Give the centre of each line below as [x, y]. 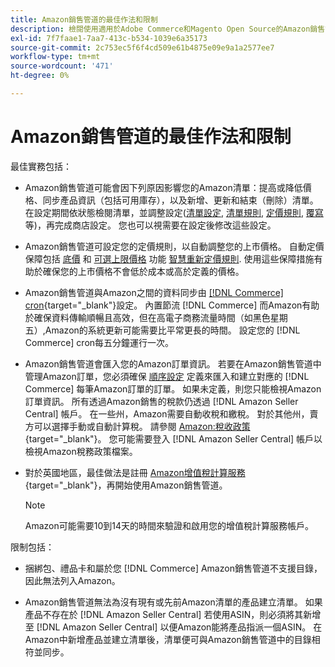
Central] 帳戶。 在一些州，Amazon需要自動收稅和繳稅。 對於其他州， [167, 413]
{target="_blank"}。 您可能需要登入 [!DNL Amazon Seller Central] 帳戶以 [173, 438]
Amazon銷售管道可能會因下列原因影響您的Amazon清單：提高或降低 [163, 187]
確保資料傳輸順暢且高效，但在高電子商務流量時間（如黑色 [152, 317]
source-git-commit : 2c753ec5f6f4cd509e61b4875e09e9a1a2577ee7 [142, 47]
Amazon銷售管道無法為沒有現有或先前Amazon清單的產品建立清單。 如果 [173, 602]
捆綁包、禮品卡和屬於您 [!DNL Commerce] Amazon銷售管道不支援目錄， [173, 568]
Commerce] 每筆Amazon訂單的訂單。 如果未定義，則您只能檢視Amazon [173, 388]
